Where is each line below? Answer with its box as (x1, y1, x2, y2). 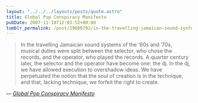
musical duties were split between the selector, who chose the (20, 48, 173, 55)
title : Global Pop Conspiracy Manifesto (6, 14, 107, 20)
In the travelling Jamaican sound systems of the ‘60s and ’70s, (20, 41, 173, 48)
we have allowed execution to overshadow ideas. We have (20, 66, 163, 74)
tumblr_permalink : (6, 25, 51, 31)
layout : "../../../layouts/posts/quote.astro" (6, 8, 123, 15)
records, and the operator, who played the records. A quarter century (20, 54, 189, 61)
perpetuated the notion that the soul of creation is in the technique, (20, 72, 184, 79)
